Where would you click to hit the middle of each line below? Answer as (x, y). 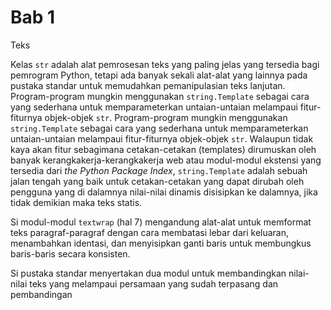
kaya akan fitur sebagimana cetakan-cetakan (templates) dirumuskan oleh (163, 149)
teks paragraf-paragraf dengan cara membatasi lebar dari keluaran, (150, 232)
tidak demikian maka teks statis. (76, 202)
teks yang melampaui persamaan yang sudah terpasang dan (154, 283)
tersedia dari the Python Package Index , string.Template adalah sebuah (159, 170)
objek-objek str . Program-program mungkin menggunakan (166, 117)
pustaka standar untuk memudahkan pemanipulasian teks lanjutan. (148, 85)
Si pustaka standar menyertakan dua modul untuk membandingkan (148, 273)
